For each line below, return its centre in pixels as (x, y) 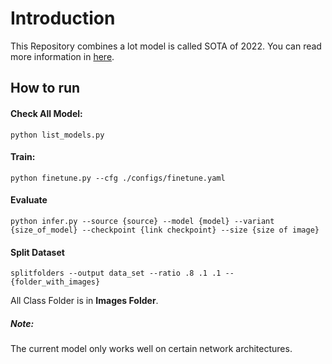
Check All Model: (46, 113)
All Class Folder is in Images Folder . (84, 301)
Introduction (63, 18)
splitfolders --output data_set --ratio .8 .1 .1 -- (122, 273)
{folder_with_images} (55, 282)
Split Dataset (37, 252)
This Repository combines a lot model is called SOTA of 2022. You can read (166, 46)
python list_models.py (57, 135)
